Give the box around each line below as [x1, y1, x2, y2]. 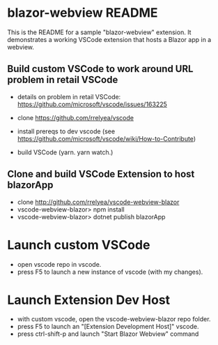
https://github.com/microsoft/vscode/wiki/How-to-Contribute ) [17, 134, 196, 142]
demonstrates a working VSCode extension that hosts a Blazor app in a [7, 35, 212, 43]
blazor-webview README [7, 5, 158, 21]
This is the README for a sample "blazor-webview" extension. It [7, 28, 192, 36]
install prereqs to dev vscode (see [17, 127, 116, 135]
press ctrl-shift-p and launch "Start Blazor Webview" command [17, 330, 199, 338]
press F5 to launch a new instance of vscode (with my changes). [17, 267, 203, 276]
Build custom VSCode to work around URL [7, 63, 194, 75]
